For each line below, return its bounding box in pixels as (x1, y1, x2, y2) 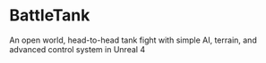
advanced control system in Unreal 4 (9, 43, 146, 54)
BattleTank (9, 5, 90, 26)
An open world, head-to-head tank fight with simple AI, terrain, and (9, 35, 257, 45)
